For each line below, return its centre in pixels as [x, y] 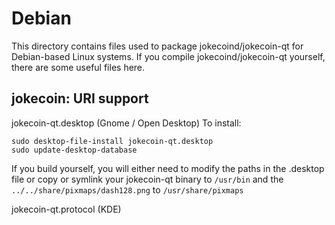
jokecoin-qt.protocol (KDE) [66, 209]
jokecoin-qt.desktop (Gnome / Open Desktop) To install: [126, 123]
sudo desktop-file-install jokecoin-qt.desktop [112, 141]
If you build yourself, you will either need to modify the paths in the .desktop [168, 168]
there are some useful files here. [78, 67]
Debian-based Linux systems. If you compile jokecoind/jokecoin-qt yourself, [168, 56]
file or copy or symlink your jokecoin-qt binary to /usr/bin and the [147, 179]
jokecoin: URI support [80, 98]
